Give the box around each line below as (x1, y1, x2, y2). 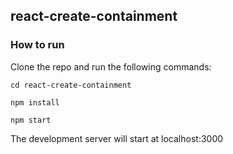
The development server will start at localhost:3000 (10, 132, 224, 144)
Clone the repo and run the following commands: (10, 60, 212, 73)
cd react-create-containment (10, 80, 132, 90)
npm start (10, 115, 52, 125)
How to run (10, 38, 65, 52)
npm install (10, 97, 60, 108)
